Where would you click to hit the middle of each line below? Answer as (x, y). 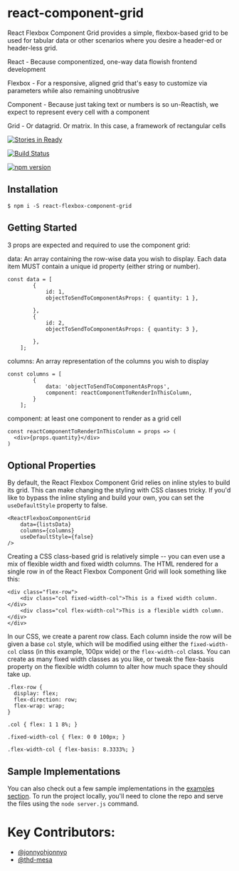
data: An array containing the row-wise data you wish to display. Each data (117, 258)
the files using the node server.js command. (73, 804)
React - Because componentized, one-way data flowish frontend (102, 61)
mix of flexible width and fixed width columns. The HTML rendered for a (113, 564)
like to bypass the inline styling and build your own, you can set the (106, 498)
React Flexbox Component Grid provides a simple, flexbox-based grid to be (118, 33)
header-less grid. (33, 48)
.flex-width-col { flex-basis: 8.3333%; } (71, 750)
